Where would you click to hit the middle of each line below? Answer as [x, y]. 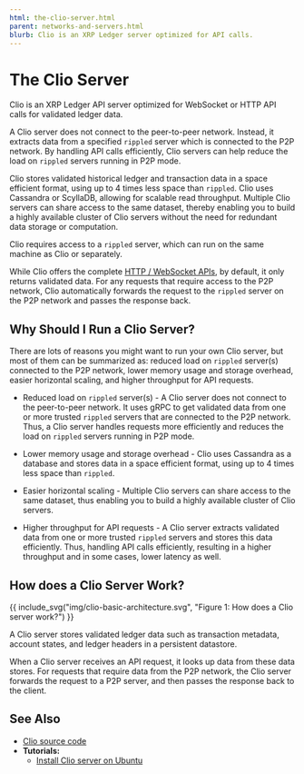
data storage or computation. [64, 227]
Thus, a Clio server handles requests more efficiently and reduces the [153, 427]
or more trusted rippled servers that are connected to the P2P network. [157, 417]
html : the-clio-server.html [63, 18]
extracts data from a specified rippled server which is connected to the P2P [152, 142]
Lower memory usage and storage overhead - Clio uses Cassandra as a [157, 454]
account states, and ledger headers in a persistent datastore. [123, 644]
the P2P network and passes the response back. [100, 301]
